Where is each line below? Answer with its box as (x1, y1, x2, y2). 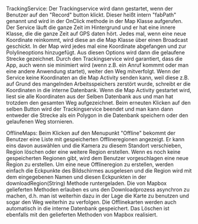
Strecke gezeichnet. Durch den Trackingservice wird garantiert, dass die (6, 56, 183, 62)
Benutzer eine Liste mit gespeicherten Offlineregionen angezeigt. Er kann (6, 136, 185, 142)
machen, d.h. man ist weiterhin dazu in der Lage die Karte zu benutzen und (6, 192, 189, 199)
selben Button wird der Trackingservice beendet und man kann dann (6, 106, 173, 112)
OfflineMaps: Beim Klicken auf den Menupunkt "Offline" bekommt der (6, 129, 176, 137)
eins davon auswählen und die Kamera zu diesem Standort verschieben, (6, 142, 183, 149)
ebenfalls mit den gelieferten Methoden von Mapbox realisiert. (6, 211, 158, 218)
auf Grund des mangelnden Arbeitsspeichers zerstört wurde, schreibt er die (6, 80, 191, 87)
